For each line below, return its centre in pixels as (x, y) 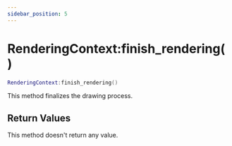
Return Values (39, 118)
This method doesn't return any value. (63, 135)
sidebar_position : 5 (38, 14)
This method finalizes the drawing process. (70, 96)
